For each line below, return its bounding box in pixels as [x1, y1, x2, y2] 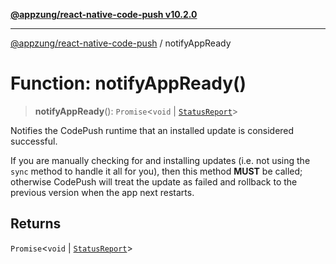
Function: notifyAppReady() [10, 72, 247, 95]
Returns [10, 215, 62, 233]
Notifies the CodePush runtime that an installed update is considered [10, 124, 295, 136]
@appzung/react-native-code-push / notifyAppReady [10, 37, 232, 49]
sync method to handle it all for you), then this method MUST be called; [10, 165, 303, 177]
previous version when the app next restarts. [10, 186, 195, 198]
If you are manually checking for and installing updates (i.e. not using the [10, 154, 311, 166]
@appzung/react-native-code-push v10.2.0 [10, 9, 198, 20]
